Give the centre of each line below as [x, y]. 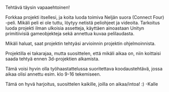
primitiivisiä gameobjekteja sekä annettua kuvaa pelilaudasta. [70, 33]
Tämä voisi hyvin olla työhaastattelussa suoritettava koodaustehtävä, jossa [84, 69]
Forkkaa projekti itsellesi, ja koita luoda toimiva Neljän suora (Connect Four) [85, 17]
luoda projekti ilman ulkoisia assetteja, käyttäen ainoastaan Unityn [75, 28]
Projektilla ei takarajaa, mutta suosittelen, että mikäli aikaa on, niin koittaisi [83, 53]
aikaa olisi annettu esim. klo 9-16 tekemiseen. [53, 74]
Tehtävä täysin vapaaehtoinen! [38, 7]
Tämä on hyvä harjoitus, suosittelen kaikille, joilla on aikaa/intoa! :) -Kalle [82, 84]
